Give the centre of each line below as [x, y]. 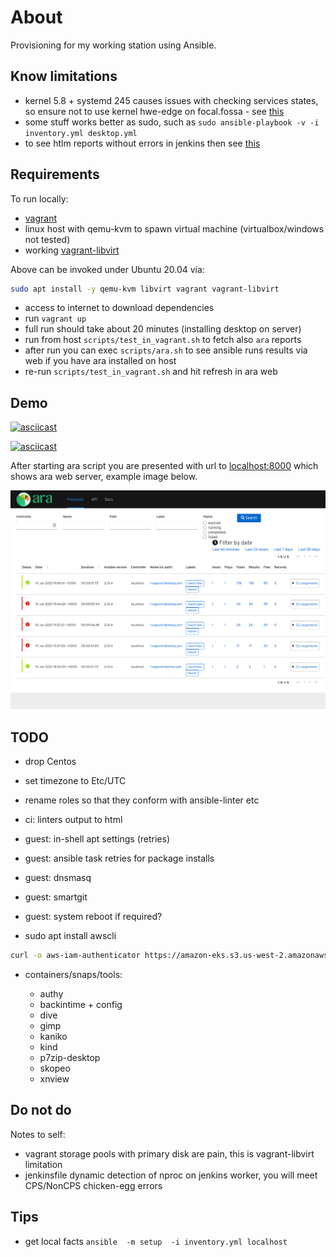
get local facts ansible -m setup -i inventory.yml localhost [156, 1241]
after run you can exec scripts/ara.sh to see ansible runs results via [166, 350]
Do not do [41, 1110]
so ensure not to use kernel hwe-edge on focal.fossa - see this [154, 111]
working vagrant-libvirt [72, 250]
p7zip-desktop [70, 1057]
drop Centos [50, 761]
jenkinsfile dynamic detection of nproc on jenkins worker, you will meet [171, 1175]
